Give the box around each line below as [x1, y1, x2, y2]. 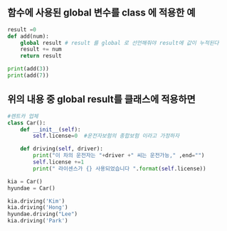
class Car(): [7, 119, 46, 127]
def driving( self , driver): [20, 145, 103, 153]
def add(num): [7, 33, 50, 40]
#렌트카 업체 [7, 112, 39, 119]
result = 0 [7, 26, 37, 33]
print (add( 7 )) [7, 72, 50, 80]
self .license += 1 [33, 159, 84, 166]
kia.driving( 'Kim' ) [7, 198, 65, 205]
